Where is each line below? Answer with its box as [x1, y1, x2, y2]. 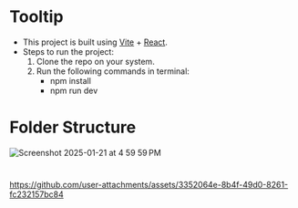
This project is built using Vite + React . [22, 36, 169, 47]
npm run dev [49, 85, 98, 96]
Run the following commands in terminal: [36, 66, 190, 77]
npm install [49, 75, 91, 86]
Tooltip [9, 6, 64, 27]
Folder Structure [9, 117, 137, 138]
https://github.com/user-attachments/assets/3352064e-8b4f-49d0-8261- [9, 180, 289, 191]
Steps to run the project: [22, 46, 114, 57]
